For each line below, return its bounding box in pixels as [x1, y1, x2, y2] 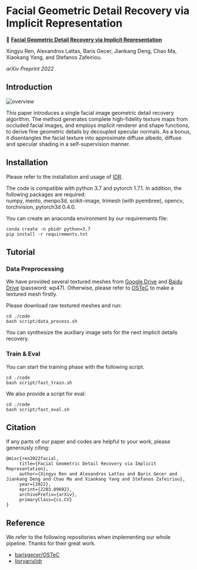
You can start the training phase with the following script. [6, 363, 145, 370]
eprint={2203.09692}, [19, 486, 72, 492]
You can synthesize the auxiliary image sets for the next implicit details [6, 329, 178, 336]
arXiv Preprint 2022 [6, 65, 54, 72]
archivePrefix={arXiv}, [19, 492, 78, 498]
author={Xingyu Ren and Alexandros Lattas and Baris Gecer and [19, 471, 178, 477]
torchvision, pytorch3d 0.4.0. [6, 203, 76, 210]
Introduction [6, 82, 53, 92]
